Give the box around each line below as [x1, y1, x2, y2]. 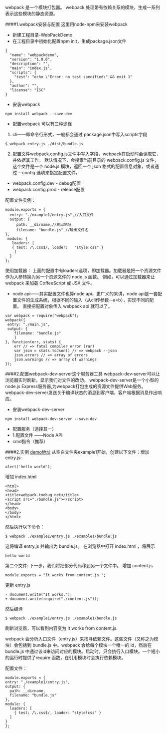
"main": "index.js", [9, 66, 52, 71]
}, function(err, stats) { [5, 339, 61, 344]
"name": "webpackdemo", [9, 53, 59, 58]
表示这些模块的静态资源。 [5, 11, 58, 17]
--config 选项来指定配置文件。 [18, 170, 81, 175]
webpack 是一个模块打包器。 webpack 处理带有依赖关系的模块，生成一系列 [5, 5, 161, 10]
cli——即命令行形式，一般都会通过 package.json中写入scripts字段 [12, 132, 148, 137]
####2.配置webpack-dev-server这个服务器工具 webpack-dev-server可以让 [5, 371, 161, 377]
